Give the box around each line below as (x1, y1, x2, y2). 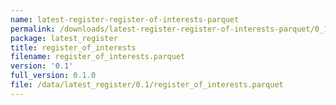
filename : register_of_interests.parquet (10, 52, 186, 62)
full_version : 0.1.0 (10, 71, 97, 81)
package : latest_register (10, 33, 118, 43)
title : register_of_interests (10, 42, 137, 53)
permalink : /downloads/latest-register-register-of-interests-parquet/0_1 (10, 24, 329, 34)
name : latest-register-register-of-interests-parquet (10, 14, 240, 25)
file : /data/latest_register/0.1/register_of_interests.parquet (10, 80, 284, 90)
